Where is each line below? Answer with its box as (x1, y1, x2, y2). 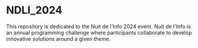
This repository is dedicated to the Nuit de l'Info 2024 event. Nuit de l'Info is (6, 23, 191, 30)
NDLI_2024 (6, 4, 63, 17)
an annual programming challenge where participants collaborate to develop (6, 29, 192, 36)
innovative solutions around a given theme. (6, 35, 111, 42)
